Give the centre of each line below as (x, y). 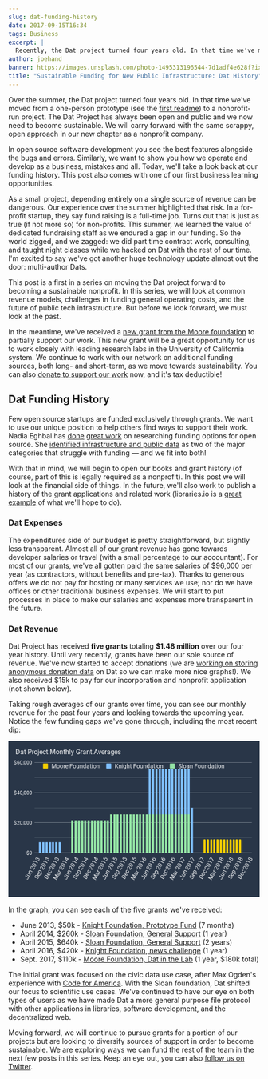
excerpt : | (26, 42)
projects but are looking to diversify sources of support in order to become (131, 1041)
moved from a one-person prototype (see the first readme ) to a (112, 108)
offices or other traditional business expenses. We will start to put (116, 591)
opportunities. (31, 183)
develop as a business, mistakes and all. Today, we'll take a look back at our (133, 166)
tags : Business (33, 34)
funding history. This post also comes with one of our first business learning (134, 174)
